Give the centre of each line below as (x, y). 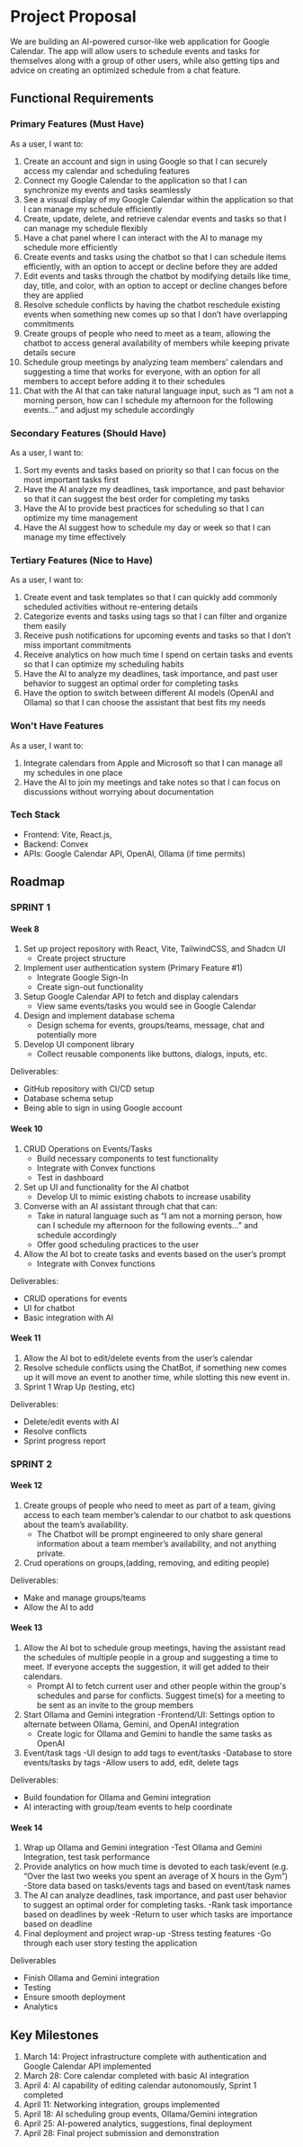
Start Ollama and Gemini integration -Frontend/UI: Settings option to (149, 1715)
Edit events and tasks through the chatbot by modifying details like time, (157, 275)
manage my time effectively (75, 536)
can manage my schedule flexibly (85, 228)
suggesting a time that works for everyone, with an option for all (142, 372)
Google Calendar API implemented (87, 2066)
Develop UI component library (79, 1045)
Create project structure (81, 958)
